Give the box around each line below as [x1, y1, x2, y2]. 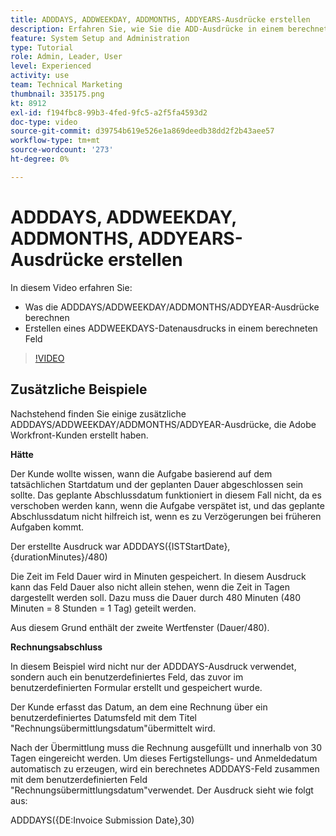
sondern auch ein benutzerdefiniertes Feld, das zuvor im [10, 671, 244, 683]
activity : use [10, 71, 70, 81]
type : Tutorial [10, 42, 74, 53]
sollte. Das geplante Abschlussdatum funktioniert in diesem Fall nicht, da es [10, 489, 322, 501]
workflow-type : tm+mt [10, 136, 101, 146]
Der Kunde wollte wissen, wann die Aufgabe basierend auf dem [10, 467, 273, 480]
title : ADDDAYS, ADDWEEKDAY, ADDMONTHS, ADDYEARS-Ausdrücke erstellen [10, 14, 311, 25]
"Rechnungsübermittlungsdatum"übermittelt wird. [10, 722, 216, 734]
